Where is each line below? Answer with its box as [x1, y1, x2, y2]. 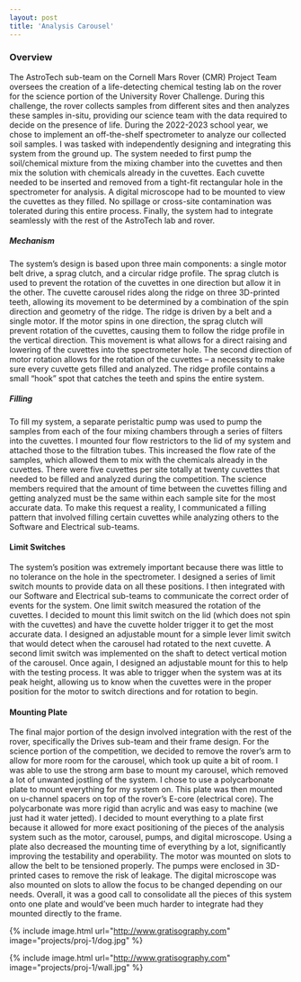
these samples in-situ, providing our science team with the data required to [9, 110, 288, 121]
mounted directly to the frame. [9, 908, 122, 919]
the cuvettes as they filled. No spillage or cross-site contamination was [9, 195, 272, 207]
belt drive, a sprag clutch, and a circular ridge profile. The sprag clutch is [9, 267, 279, 279]
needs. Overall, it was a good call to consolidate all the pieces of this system [9, 889, 292, 900]
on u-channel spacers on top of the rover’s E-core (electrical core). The [9, 793, 274, 805]
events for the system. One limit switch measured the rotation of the [9, 600, 261, 611]
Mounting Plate [9, 707, 68, 718]
